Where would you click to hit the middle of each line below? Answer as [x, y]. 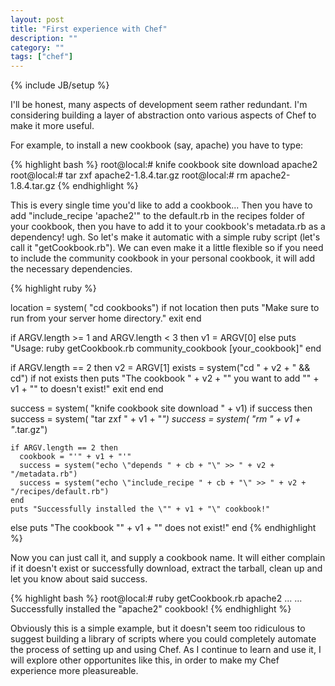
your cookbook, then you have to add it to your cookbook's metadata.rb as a [168, 227]
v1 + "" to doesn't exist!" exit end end [87, 389]
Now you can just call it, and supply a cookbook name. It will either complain [168, 558]
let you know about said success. [79, 579]
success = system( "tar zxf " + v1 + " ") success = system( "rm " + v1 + [156, 419]
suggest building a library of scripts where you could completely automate [163, 639]
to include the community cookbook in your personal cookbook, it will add [162, 258]
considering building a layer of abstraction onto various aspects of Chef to [163, 115]
